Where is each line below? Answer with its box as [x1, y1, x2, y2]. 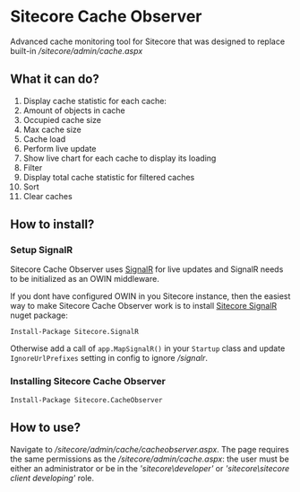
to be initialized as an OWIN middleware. [10, 274, 159, 285]
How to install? [10, 217, 95, 233]
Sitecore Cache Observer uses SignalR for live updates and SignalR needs [10, 264, 284, 275]
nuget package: [10, 310, 68, 321]
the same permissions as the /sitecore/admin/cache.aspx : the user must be [10, 453, 289, 464]
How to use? [10, 420, 81, 435]
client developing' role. [10, 472, 95, 483]
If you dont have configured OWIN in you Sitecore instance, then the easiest [10, 291, 291, 302]
